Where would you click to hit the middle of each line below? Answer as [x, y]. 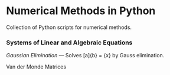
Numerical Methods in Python [81, 11]
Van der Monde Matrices [36, 67]
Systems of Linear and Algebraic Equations [69, 43]
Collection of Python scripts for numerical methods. [69, 27]
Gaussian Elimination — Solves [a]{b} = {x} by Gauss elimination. [85, 56]
